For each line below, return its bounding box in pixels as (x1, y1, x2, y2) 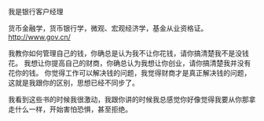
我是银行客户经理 (8, 7, 64, 16)
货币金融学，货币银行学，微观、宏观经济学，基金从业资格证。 (8, 24, 208, 33)
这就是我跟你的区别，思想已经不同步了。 (8, 78, 139, 87)
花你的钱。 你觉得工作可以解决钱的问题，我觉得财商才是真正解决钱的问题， (8, 68, 251, 77)
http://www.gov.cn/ (8, 32, 71, 42)
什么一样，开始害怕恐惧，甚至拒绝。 (14, 104, 132, 114)
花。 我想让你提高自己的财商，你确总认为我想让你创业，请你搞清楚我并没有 (8, 58, 251, 68)
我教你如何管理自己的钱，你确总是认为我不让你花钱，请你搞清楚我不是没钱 (8, 49, 249, 57)
